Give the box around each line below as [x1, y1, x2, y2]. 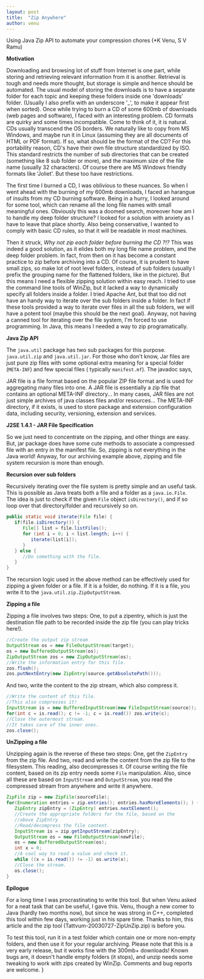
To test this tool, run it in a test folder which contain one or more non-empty [6, 933, 196, 941]
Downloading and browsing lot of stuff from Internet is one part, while [6, 67, 181, 74]
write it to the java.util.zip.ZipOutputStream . [6, 589, 121, 596]
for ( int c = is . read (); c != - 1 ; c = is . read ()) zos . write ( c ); [6, 710, 170, 716]
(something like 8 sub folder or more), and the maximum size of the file [6, 157, 184, 165]
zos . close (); [6, 727, 39, 733]
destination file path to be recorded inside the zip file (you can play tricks [6, 619, 189, 626]
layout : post [6, 9, 39, 15]
